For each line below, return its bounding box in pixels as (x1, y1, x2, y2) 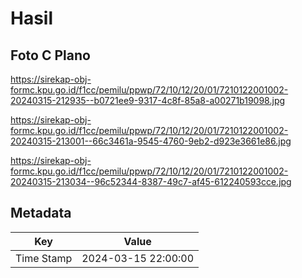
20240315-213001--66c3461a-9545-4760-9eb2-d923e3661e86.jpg (10, 135, 292, 147)
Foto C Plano (10, 47, 91, 64)
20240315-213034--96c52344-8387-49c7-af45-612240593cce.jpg (10, 176, 292, 187)
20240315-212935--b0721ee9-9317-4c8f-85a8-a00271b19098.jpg (10, 95, 286, 106)
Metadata (10, 205, 72, 222)
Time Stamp (15, 251, 73, 265)
